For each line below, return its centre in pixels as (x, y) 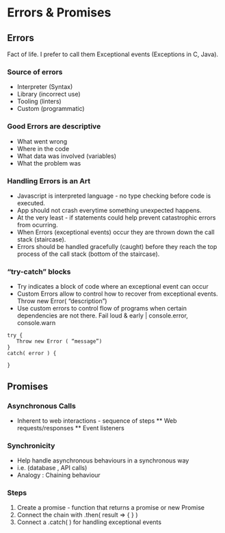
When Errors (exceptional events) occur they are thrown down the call (116, 232)
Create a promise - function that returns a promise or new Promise (111, 508)
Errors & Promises (59, 13)
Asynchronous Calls (42, 406)
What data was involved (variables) (66, 156)
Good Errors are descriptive (54, 127)
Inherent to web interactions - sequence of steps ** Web (97, 420)
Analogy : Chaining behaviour (58, 475)
